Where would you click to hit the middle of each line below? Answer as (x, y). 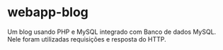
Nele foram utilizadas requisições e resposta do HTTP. (87, 39)
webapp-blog (48, 12)
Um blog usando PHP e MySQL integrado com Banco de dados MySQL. (112, 32)
